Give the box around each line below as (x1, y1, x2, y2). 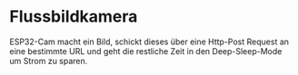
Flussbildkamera (9, 6, 138, 27)
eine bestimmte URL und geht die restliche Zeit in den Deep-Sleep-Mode (9, 45, 283, 56)
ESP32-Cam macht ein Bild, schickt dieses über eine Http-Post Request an (9, 36, 289, 47)
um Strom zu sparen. (9, 55, 88, 66)
